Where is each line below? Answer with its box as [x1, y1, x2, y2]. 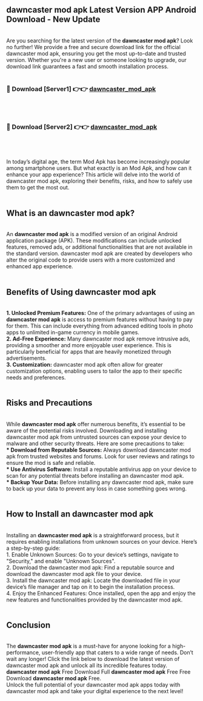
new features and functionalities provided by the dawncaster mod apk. [6, 596, 183, 603]
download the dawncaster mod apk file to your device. [6, 570, 142, 577]
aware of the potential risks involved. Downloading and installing [6, 427, 167, 434]
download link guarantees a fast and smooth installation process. [6, 63, 168, 70]
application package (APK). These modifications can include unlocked [6, 237, 182, 245]
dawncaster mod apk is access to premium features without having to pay [6, 316, 193, 323]
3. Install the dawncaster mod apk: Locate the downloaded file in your [6, 577, 181, 584]
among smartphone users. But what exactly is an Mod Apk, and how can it [6, 164, 192, 172]
